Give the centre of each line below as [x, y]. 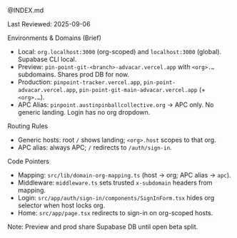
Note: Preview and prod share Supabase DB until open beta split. [103, 227]
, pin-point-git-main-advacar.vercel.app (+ [140, 89]
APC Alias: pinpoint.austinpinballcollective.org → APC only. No [116, 105]
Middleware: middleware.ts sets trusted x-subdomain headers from [115, 182]
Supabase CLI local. [47, 59]
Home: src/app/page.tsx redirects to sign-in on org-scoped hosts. [115, 213]
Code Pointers [29, 161]
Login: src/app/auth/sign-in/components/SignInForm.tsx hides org [116, 198]
